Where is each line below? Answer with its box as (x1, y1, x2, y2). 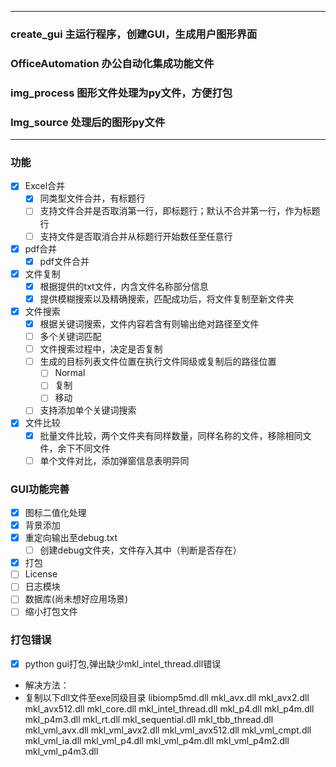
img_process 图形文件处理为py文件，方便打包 (10, 86, 233, 100)
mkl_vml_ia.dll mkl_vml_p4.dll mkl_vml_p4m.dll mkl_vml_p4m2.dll (24, 734, 290, 746)
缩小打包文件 (24, 606, 78, 618)
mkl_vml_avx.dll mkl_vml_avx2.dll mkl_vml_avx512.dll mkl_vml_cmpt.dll (24, 724, 312, 736)
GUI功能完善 (10, 482, 70, 496)
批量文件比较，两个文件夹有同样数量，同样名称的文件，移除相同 (39, 429, 303, 441)
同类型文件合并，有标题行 (39, 192, 146, 205)
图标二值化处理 (24, 506, 87, 518)
